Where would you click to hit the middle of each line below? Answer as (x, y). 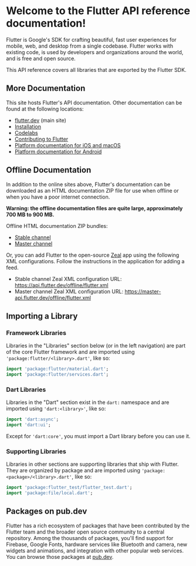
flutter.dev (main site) (40, 120)
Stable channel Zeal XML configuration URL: (68, 279)
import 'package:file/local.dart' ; (50, 493)
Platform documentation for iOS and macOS (67, 145)
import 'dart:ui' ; (28, 425)
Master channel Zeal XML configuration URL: (69, 291)
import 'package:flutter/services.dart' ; (58, 375)
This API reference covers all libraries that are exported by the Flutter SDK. (96, 69)
